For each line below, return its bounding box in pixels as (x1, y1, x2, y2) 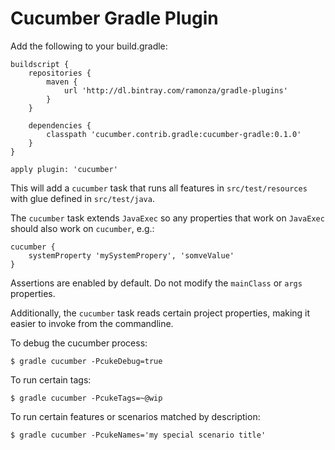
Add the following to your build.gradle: (10, 40, 168, 52)
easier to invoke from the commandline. (10, 317, 174, 329)
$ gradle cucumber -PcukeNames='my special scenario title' (10, 430, 267, 440)
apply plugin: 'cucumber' (10, 164, 118, 174)
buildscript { (10, 59, 70, 69)
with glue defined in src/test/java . (10, 192, 155, 204)
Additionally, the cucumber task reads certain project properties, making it (10, 307, 311, 319)
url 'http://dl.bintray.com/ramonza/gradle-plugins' (63, 85, 288, 96)
